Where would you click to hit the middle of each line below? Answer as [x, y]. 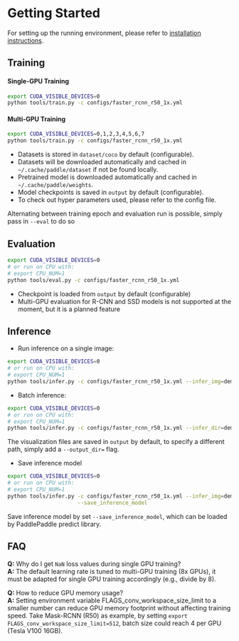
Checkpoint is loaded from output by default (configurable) [104, 293]
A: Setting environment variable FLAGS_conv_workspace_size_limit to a [112, 600]
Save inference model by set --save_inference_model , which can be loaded [117, 516]
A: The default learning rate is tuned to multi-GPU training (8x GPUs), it [112, 571]
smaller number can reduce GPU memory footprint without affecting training [119, 607]
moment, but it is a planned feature [69, 309]
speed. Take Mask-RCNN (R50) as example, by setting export [97, 615]
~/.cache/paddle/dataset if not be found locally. [88, 170]
